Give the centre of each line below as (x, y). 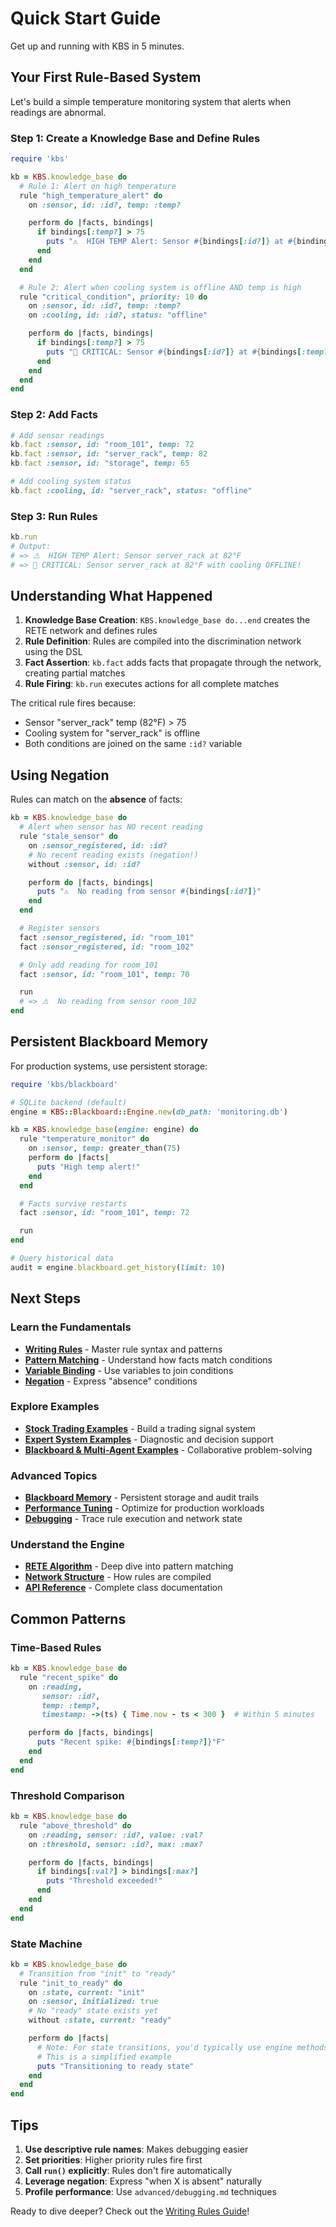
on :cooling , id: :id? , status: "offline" (118, 315)
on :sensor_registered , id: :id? (98, 845)
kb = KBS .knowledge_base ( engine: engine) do (104, 1130)
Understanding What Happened (111, 596)
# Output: (31, 547)
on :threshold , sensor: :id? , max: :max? (115, 1844)
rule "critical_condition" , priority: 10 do (113, 297)
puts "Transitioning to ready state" (115, 2066)
